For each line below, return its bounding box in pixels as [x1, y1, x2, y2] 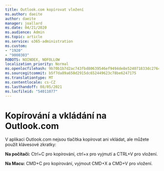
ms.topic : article [5, 35, 42, 40]
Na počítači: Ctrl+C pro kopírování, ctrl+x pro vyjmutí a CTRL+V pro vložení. [5, 151, 158, 157]
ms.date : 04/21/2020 [5, 25, 47, 30]
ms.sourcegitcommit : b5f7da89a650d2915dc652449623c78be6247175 [5, 71, 137, 76]
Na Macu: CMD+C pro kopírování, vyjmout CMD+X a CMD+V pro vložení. [5, 161, 153, 167]
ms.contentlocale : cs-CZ [5, 80, 56, 85]
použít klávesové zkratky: [5, 142, 57, 148]
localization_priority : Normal [5, 62, 69, 66]
